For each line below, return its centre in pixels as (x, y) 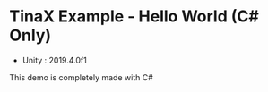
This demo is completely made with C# (82, 77)
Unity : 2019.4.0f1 (54, 60)
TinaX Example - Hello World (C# (134, 17)
